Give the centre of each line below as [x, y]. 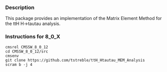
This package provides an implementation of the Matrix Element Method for [83, 18]
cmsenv [12, 56]
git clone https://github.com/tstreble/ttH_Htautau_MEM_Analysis [75, 60]
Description [20, 7]
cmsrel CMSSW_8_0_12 [27, 47]
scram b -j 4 [19, 64]
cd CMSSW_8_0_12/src [27, 51]
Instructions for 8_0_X [33, 36]
